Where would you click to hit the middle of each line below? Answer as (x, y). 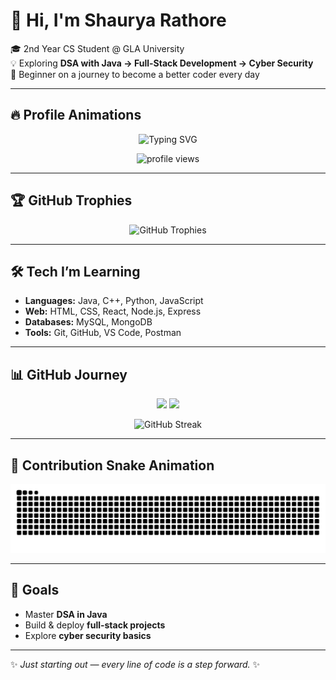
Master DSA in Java (66, 614)
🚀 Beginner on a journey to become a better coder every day (135, 74)
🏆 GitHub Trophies (71, 200)
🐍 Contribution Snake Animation (112, 465)
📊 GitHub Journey (69, 374)
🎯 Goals (35, 590)
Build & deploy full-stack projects (95, 625)
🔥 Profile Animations (76, 115)
